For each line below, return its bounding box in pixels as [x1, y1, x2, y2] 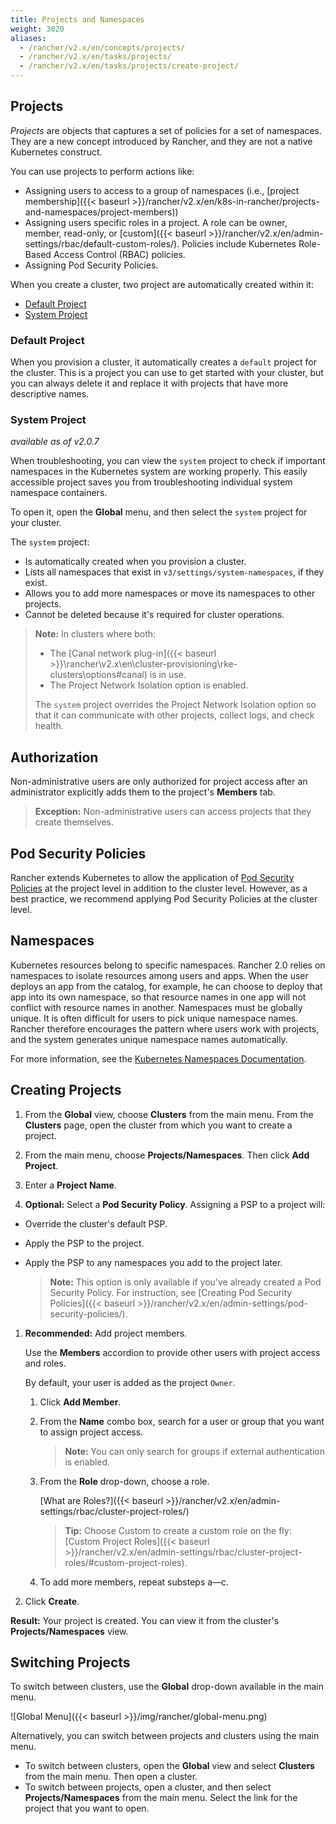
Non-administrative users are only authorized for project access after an [10, 776, 308, 788]
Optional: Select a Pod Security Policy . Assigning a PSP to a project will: [24, 1198, 326, 1210]
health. [34, 720, 64, 732]
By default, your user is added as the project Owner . [24, 1376, 236, 1388]
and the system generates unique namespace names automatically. [10, 1033, 288, 1045]
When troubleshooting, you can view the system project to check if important [10, 455, 326, 467]
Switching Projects [10, 1654, 131, 1671]
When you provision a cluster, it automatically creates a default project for [10, 356, 317, 368]
